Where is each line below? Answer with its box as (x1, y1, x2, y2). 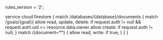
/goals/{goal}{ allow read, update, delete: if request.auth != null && (5, 19, 141, 25)
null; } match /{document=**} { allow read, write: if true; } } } (5, 30, 129, 35)
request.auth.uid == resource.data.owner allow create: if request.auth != (5, 24, 153, 30)
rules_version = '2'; (5, 4, 44, 10)
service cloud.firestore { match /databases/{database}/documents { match (5, 14, 158, 19)
